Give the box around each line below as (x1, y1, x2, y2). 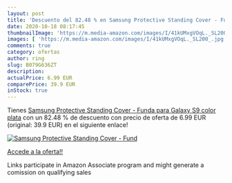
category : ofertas (7, 49, 60, 56)
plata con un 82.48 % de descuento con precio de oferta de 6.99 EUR (7, 113, 206, 122)
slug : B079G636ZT (7, 61, 57, 68)
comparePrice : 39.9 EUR (7, 81, 76, 88)
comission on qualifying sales (7, 168, 92, 177)
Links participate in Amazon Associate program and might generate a (7, 161, 204, 169)
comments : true (7, 42, 51, 49)
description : (7, 68, 45, 75)
